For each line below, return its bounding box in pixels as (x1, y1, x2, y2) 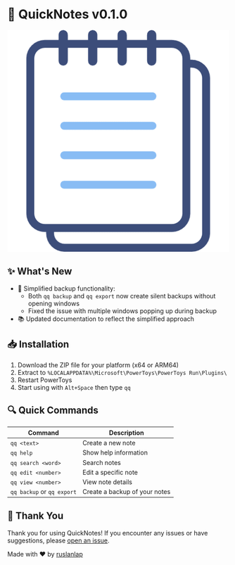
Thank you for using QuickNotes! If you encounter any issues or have (7, 528, 208, 537)
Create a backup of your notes (82, 488, 171, 496)
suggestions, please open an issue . (7, 536, 110, 545)
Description (108, 428, 144, 437)
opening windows (27, 299, 80, 307)
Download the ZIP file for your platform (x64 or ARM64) (17, 360, 179, 369)
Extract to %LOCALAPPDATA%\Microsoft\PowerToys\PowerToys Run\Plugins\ (17, 368, 227, 376)
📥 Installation (7, 338, 70, 350)
